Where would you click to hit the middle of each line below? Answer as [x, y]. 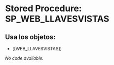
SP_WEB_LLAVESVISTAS [57, 19]
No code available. [24, 58]
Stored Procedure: [44, 9]
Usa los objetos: [30, 37]
